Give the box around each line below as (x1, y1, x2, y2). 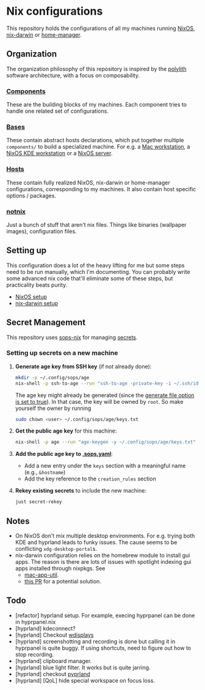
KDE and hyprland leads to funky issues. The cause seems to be (15, 539, 178, 546)
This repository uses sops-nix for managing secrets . (6, 333, 138, 341)
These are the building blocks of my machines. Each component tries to (6, 101, 187, 108)
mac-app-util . (24, 571, 59, 578)
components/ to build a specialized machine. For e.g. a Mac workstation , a (6, 143, 190, 151)
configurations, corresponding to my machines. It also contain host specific (6, 185, 196, 192)
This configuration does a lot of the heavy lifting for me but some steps (6, 262, 185, 269)
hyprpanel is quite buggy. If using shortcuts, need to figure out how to (15, 644, 191, 651)
